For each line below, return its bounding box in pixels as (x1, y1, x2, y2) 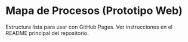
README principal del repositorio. (5, 29, 89, 36)
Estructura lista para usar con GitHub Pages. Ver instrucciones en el (5, 23, 172, 30)
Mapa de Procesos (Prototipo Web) (5, 4, 183, 17)
